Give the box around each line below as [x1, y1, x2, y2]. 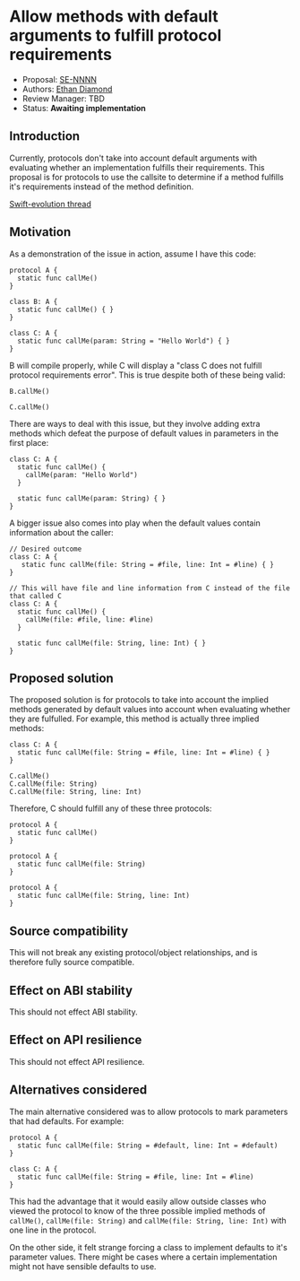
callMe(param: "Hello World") [25, 470, 139, 479]
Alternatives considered [9, 1083, 148, 1098]
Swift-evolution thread [9, 198, 92, 209]
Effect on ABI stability [9, 982, 133, 998]
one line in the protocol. [9, 1224, 97, 1235]
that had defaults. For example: [9, 1115, 124, 1127]
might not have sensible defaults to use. [9, 1260, 157, 1271]
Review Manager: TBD [21, 92, 105, 104]
